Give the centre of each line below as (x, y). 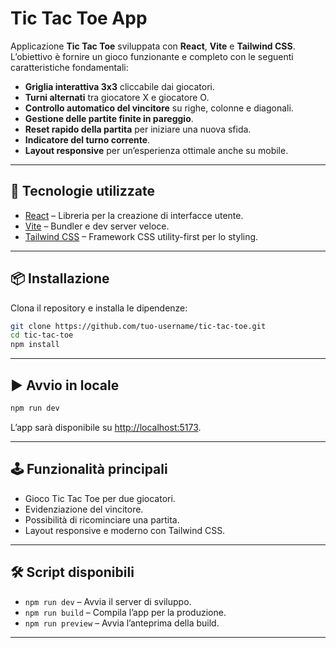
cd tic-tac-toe (42, 335)
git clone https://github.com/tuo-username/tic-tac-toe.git (138, 326)
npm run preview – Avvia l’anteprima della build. (122, 623)
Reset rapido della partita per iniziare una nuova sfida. (138, 129)
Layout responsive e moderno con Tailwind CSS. (125, 530)
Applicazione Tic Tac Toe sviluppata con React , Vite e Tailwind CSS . (153, 46)
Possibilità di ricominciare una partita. (102, 519)
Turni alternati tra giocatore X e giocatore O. (117, 97)
